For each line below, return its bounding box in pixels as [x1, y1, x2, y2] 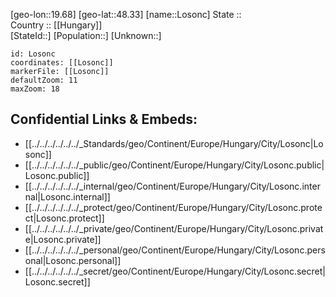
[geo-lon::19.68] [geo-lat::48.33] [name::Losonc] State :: [10, 9, 242, 20]
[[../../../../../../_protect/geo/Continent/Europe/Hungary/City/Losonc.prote [24, 201, 323, 213]
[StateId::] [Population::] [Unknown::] [10, 30, 162, 41]
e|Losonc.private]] [24, 233, 102, 245]
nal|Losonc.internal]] [24, 190, 111, 203]
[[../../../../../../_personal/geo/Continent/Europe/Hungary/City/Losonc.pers [24, 244, 326, 256]
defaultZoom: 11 [10, 75, 78, 85]
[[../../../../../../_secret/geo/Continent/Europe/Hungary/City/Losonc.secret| [24, 265, 326, 277]
